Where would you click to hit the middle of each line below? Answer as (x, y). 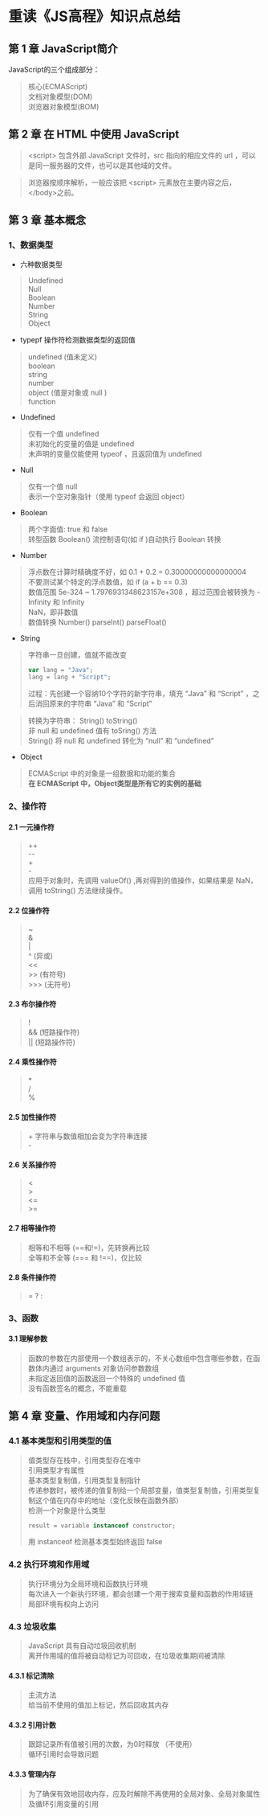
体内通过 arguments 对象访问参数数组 (97, 1368)
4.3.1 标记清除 (31, 1675)
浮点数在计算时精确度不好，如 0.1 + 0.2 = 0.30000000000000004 (137, 572)
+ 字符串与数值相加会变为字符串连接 (87, 1136)
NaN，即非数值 (53, 612)
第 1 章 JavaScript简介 (63, 49)
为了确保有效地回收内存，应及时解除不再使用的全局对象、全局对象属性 (144, 1793)
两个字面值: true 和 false (68, 529)
